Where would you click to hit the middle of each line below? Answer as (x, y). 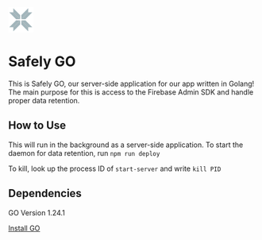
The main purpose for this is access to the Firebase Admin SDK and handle (131, 92)
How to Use (37, 126)
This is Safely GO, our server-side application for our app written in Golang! (131, 83)
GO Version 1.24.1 (37, 212)
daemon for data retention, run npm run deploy (84, 153)
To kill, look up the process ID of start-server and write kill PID (115, 168)
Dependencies (45, 194)
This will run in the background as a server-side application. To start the (126, 145)
